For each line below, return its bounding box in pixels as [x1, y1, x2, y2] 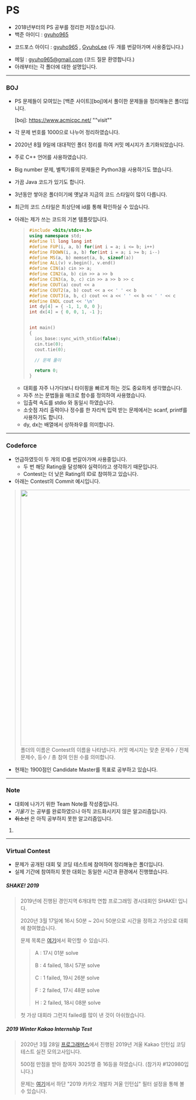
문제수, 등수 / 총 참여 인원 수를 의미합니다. [20, 753, 116, 760]
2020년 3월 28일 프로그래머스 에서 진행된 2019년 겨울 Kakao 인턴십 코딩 [20, 1041, 186, 1048]
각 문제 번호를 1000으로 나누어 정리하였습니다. [14, 129, 120, 136]
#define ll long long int [29, 238, 92, 244]
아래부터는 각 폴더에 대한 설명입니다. [14, 63, 97, 70]
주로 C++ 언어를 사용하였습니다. [14, 153, 87, 161]
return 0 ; [34, 368, 58, 373]
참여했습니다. [26, 924, 57, 931]
